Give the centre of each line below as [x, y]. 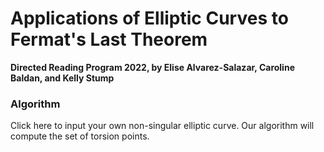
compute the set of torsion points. [80, 136]
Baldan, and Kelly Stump [62, 78]
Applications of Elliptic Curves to [149, 18]
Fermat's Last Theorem [109, 39]
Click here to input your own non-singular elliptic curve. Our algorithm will [162, 126]
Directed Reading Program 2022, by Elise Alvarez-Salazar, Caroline [152, 67]
